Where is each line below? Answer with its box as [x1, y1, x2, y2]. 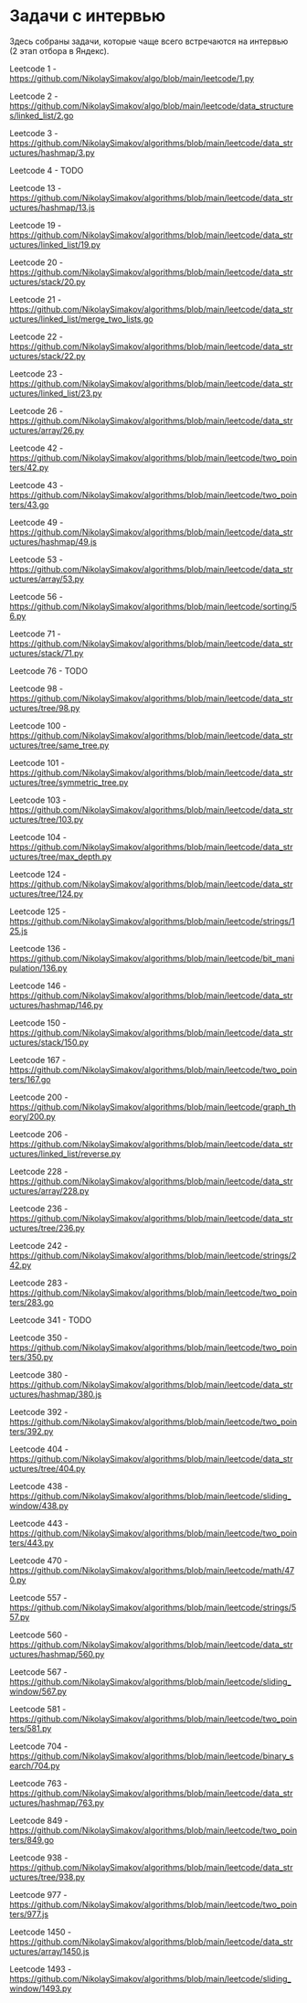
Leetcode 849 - [9, 1815, 69, 1826]
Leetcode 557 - [9, 1592, 68, 1603]
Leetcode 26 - [9, 405, 64, 416]
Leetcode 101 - [9, 757, 66, 768]
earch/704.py [9, 1760, 60, 1771]
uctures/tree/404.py [9, 1463, 86, 1474]
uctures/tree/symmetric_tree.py [9, 776, 129, 787]
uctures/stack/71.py [9, 647, 84, 658]
